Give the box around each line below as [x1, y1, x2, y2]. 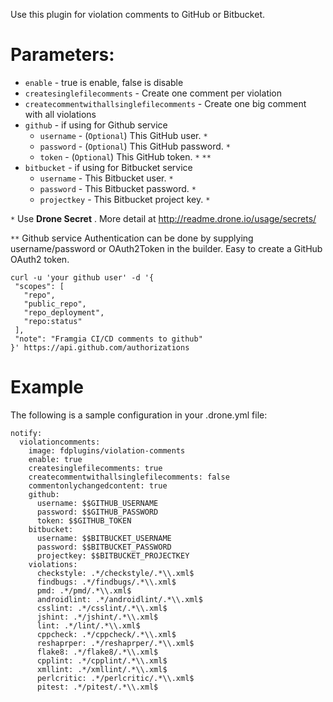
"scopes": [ [14, 281, 65, 291]
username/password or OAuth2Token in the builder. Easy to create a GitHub [10, 242, 323, 254]
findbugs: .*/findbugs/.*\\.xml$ [36, 577, 177, 587]
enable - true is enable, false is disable [24, 76, 184, 88]
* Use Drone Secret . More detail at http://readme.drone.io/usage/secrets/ [10, 212, 317, 224]
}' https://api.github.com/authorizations [10, 342, 190, 353]
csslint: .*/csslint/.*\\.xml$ [36, 603, 168, 613]
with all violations [24, 108, 97, 120]
